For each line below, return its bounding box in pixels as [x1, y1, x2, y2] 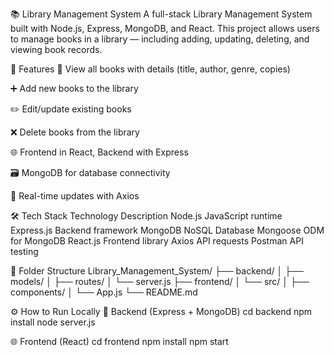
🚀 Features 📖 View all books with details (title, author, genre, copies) [10, 63, 291, 75]
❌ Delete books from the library [10, 126, 140, 138]
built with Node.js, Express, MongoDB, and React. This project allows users [10, 23, 320, 34]
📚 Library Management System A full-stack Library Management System [10, 8, 313, 20]
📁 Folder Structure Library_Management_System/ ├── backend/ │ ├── [10, 265, 304, 277]
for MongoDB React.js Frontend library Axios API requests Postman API [10, 235, 304, 247]
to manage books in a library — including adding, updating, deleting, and [10, 33, 310, 45]
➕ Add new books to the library [10, 83, 139, 94]
